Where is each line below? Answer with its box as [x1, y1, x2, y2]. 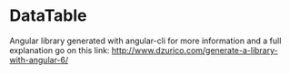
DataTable [9, 5, 87, 26]
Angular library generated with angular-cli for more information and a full [9, 35, 282, 46]
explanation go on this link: [9, 44, 110, 55]
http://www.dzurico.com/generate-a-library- [111, 44, 279, 55]
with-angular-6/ [9, 54, 69, 65]
